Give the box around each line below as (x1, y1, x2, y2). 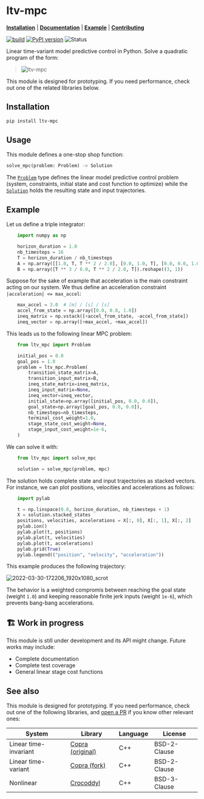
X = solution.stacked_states (17, 512, 91, 518)
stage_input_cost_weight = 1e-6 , (28, 426, 107, 433)
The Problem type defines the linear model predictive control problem (6, 174, 179, 181)
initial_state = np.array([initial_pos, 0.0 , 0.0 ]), (28, 398, 159, 404)
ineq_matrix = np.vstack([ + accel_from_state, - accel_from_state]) (17, 314, 189, 320)
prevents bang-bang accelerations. (6, 599, 95, 607)
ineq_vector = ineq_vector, (28, 392, 94, 398)
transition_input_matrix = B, (28, 376, 99, 382)
